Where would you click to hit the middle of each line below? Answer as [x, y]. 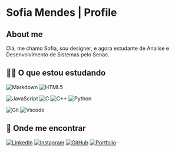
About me [24, 34]
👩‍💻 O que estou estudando [56, 73]
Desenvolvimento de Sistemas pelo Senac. [58, 55]
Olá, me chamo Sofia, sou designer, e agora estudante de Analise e [88, 48]
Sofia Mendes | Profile [62, 13]
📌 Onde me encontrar [46, 128]
